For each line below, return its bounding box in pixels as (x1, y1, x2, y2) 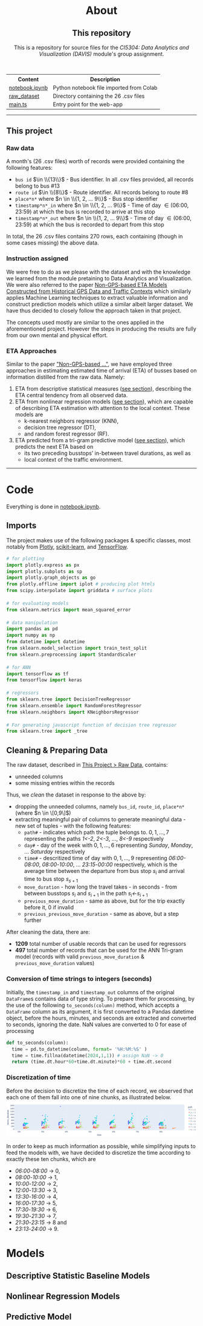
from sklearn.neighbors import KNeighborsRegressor (6, 709, 139, 715)
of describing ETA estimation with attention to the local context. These (14, 405, 190, 412)
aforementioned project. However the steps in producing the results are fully (6, 325, 196, 332)
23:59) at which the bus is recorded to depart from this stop (14, 221, 164, 228)
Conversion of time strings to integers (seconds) (6, 975, 152, 983)
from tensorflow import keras (6, 677, 83, 683)
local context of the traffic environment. (24, 456, 123, 463)
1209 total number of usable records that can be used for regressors (14, 940, 186, 947)
